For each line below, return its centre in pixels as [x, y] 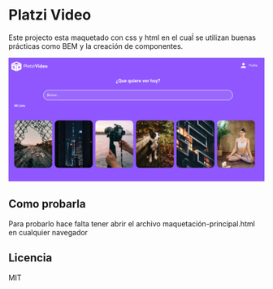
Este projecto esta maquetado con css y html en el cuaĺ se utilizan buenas [132, 37]
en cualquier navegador [48, 232]
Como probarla [47, 204]
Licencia [30, 258]
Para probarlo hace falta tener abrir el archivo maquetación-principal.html [132, 223]
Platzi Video [50, 15]
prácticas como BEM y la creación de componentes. [96, 46]
